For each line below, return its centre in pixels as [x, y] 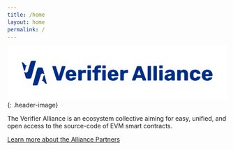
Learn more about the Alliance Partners [64, 139]
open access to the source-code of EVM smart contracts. [90, 126]
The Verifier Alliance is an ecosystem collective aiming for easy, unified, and [117, 118]
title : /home [26, 15]
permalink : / [26, 29]
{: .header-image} [33, 105]
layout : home [26, 22]
